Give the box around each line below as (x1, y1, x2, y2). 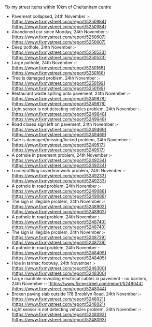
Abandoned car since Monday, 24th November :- (11, 29, 110, 34)
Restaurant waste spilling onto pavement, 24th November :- (11, 90, 131, 96)
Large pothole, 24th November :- (11, 60, 78, 65)
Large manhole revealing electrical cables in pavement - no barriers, (11, 276, 148, 281)
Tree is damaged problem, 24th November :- (11, 75, 101, 81)
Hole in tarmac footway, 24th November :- (11, 260, 96, 266)
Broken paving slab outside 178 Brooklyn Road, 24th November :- (11, 291, 142, 297)
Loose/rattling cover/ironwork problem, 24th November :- (11, 168, 126, 173)
